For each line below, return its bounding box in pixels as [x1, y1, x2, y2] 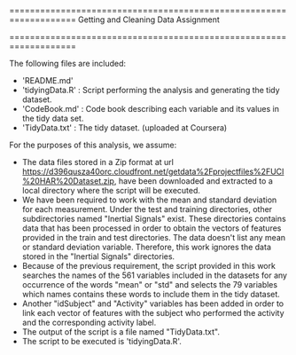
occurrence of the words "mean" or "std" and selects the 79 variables [21, 280, 277, 289]
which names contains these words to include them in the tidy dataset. [21, 289, 281, 299]
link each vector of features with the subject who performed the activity [21, 308, 285, 318]
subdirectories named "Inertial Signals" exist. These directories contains [21, 214, 286, 224]
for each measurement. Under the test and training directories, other [21, 204, 273, 214]
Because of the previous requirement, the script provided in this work [21, 261, 277, 271]
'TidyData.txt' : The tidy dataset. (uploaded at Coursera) [21, 122, 228, 133]
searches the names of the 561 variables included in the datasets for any [21, 270, 288, 280]
